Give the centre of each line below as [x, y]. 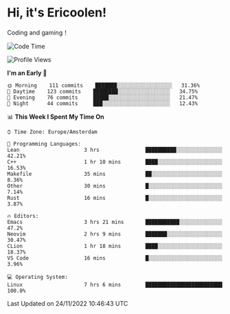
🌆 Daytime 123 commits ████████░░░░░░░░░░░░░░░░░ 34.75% [102, 91]
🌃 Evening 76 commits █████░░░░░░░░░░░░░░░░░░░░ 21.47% [102, 98]
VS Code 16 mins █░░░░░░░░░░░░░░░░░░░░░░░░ [115, 258]
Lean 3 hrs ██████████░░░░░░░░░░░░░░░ [115, 150]
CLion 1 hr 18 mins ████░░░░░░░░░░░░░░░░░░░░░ [115, 246]
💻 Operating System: [38, 277]
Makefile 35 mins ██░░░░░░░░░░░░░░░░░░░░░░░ [115, 174]
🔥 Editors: [23, 216]
